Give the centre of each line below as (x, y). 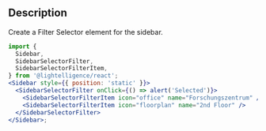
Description (38, 13)
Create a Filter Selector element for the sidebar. (86, 32)
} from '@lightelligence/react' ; (63, 76)
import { (23, 47)
